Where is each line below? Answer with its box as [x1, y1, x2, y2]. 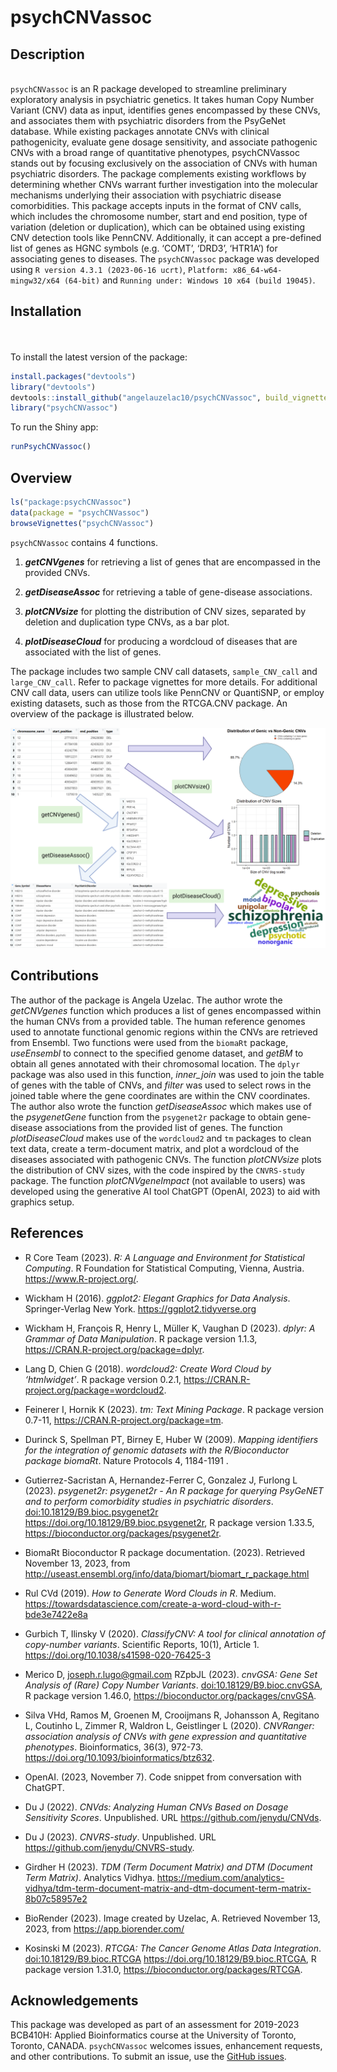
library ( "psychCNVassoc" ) [10, 403, 118, 413]
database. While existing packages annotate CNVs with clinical [10, 126, 270, 137]
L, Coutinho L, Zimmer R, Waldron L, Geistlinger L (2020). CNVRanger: [24, 1719, 315, 1731]
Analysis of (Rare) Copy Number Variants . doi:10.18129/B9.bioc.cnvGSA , [24, 1679, 323, 1691]
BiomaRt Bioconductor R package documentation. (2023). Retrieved [24, 1546, 306, 1558]
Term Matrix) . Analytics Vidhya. [24, 1871, 155, 1883]
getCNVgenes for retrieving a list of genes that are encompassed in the [24, 556, 321, 568]
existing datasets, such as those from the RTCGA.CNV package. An [10, 697, 288, 709]
